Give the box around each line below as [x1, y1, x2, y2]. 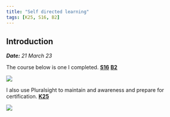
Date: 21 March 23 [6, 52, 52, 60]
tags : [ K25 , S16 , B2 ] [6, 14, 60, 20]
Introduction [6, 36, 54, 47]
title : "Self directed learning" [6, 8, 89, 15]
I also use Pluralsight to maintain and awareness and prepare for [6, 87, 165, 94]
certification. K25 [6, 93, 50, 100]
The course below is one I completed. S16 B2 [6, 64, 118, 71]
